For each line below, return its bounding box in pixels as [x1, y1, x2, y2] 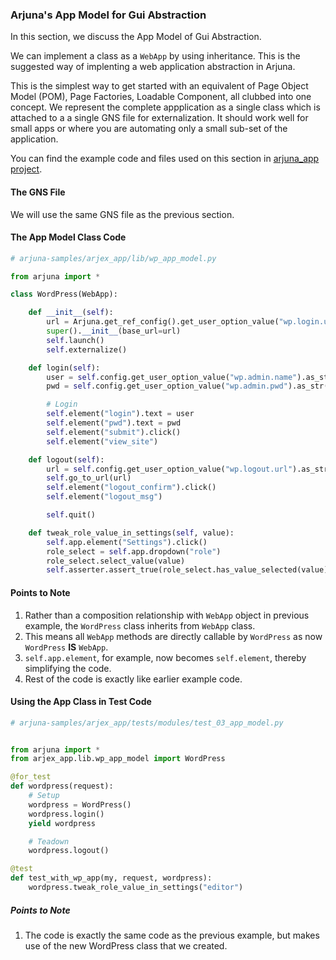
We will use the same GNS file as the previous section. [10, 208, 235, 220]
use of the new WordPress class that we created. [24, 939, 228, 952]
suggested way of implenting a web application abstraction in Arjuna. [10, 61, 296, 73]
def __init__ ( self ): [28, 308, 114, 318]
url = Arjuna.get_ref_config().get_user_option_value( [46, 317, 280, 327]
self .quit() [46, 510, 97, 520]
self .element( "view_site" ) [46, 436, 159, 447]
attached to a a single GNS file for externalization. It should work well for [10, 112, 309, 124]
